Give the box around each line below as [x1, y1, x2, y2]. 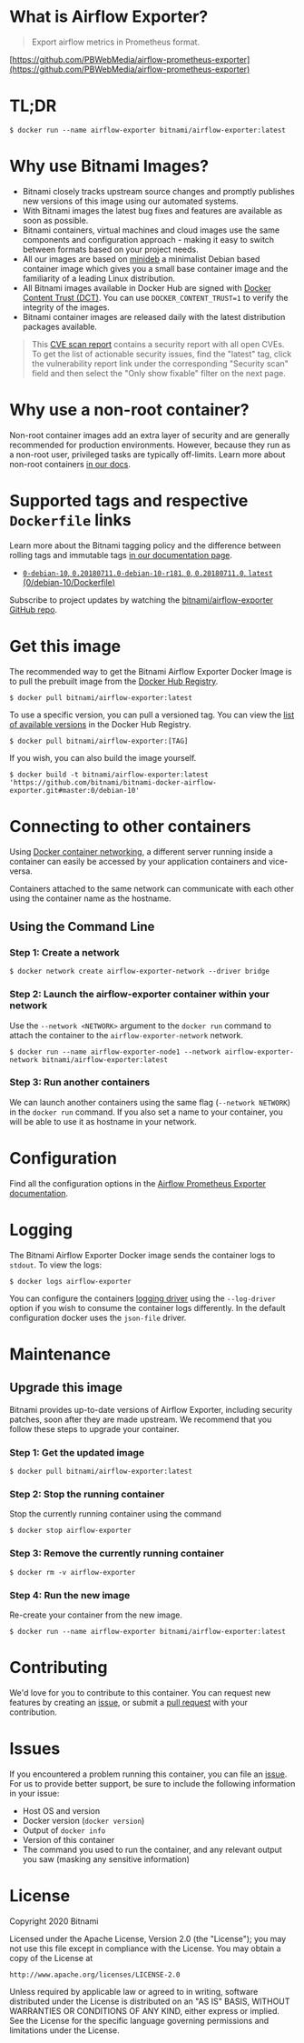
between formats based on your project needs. [22, 244, 199, 255]
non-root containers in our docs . [9, 458, 132, 469]
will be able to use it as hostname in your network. [9, 1116, 198, 1127]
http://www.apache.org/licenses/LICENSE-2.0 [9, 1970, 181, 1979]
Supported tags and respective [9, 490, 249, 511]
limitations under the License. [9, 2025, 120, 2036]
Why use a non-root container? [9, 400, 250, 420]
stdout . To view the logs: [9, 1259, 103, 1270]
